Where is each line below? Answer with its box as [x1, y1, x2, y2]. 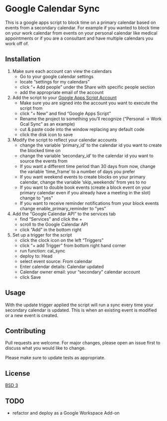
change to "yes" [19, 195, 53, 201]
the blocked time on [19, 147, 61, 153]
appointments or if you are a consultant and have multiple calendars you [5, 35, 154, 41]
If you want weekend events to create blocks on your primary [19, 173, 146, 179]
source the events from [19, 158, 68, 164]
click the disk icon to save [19, 131, 73, 137]
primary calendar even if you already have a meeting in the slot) [19, 189, 151, 195]
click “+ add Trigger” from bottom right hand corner [19, 242, 126, 249]
